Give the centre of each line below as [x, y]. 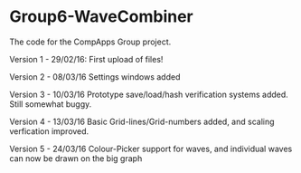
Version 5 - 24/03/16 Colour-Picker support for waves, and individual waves [151, 149]
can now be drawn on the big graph [76, 158]
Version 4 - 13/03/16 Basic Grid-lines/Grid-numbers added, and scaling [142, 121]
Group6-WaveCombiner [101, 17]
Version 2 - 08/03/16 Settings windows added [95, 77]
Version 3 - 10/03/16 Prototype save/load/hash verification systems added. [149, 94]
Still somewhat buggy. [51, 104]
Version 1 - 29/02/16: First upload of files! [86, 59]
